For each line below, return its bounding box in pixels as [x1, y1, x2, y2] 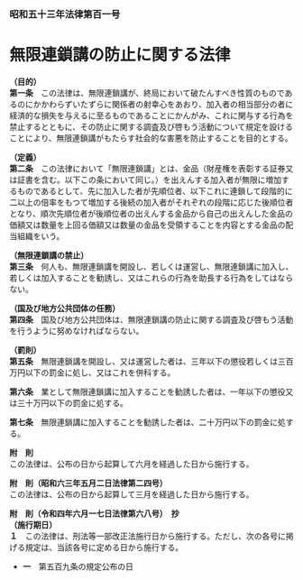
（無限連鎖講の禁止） [9, 250, 88, 261]
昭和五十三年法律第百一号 [9, 7, 121, 20]
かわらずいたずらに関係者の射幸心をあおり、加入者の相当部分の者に [40, 98, 294, 109]
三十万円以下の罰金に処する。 [16, 397, 128, 408]
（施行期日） [9, 519, 57, 529]
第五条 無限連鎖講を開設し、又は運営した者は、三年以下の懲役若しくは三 [9, 355, 286, 366]
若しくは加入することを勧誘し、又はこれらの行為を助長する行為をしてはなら [9, 272, 294, 283]
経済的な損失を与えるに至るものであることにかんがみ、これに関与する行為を [9, 110, 294, 121]
